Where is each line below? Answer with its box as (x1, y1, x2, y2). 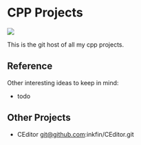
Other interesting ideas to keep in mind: (7, 78, 119, 87)
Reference (7, 60, 53, 72)
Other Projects (7, 112, 71, 124)
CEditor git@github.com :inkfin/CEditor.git (17, 130, 134, 138)
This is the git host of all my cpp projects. (7, 40, 124, 49)
